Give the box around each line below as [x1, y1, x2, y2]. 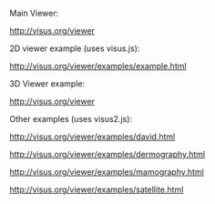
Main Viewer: [9, 8, 59, 18]
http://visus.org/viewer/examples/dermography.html [9, 149, 206, 159]
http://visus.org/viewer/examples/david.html [9, 131, 176, 142]
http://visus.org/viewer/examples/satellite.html [9, 184, 184, 195]
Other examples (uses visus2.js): [9, 114, 133, 124]
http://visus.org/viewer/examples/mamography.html [9, 167, 205, 177]
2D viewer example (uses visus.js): [9, 43, 140, 54]
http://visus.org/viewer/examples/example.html [9, 61, 187, 71]
